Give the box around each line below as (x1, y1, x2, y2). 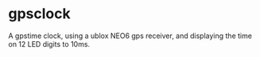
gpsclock (8, 5, 71, 23)
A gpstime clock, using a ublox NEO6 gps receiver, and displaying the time (8, 31, 253, 40)
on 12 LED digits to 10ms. (8, 39, 90, 48)
